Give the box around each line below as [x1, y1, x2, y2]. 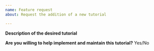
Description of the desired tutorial [5, 30, 77, 36]
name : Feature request [5, 7, 53, 12]
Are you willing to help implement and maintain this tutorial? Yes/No [5, 39, 149, 45]
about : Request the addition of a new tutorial [5, 12, 107, 17]
